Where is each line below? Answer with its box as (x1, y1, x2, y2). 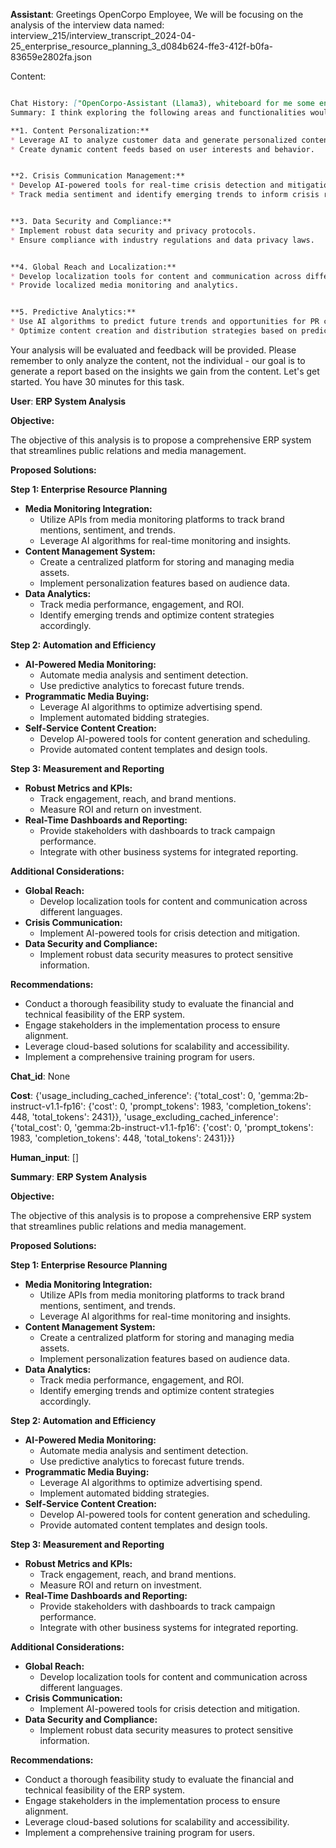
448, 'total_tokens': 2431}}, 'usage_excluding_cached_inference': (10, 1110, 279, 1123)
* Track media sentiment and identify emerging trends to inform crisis (10, 190, 320, 200)
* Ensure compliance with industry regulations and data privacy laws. (10, 235, 315, 245)
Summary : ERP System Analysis (10, 1170, 147, 1183)
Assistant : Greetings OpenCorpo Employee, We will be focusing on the (10, 9, 304, 20)
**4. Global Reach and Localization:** (10, 262, 177, 272)
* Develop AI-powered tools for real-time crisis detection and (10, 180, 284, 191)
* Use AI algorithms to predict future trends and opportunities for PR (10, 317, 320, 327)
